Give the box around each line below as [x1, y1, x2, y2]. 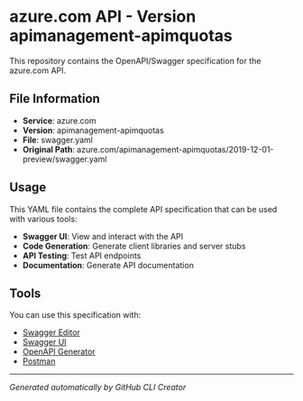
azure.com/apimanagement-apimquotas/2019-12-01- [76, 144, 274, 154]
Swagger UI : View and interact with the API [22, 230, 184, 241]
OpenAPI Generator [22, 346, 96, 358]
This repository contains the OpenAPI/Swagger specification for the [9, 55, 262, 66]
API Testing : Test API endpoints [22, 250, 142, 261]
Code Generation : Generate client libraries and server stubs [22, 240, 246, 251]
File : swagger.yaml [22, 134, 93, 145]
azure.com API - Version [9, 6, 197, 27]
